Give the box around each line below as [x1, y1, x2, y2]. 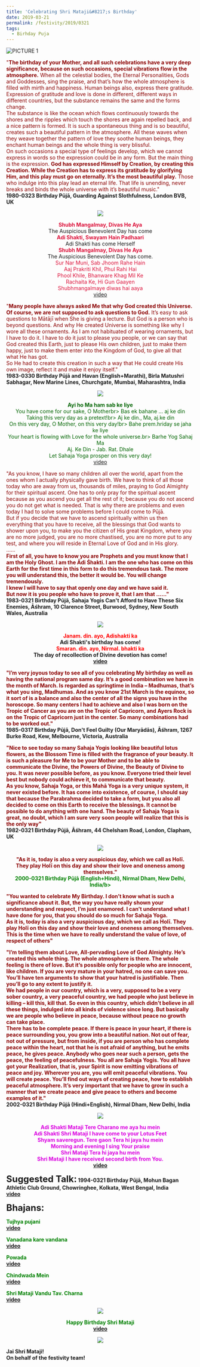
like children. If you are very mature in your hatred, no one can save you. [6, 968, 189, 975]
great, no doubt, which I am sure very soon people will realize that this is [6, 814, 189, 821]
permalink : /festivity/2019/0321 [6, 20, 90, 26]
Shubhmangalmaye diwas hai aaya [57, 285, 143, 292]
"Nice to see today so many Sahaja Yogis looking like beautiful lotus [6, 744, 178, 752]
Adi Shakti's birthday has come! [59, 639, 141, 646]
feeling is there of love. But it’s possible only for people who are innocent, [6, 962, 192, 969]
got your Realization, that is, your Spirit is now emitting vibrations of [6, 1063, 179, 1070]
